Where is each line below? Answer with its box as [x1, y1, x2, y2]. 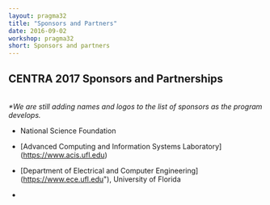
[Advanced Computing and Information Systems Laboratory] [19, 141, 222, 151]
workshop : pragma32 [8, 34, 74, 43]
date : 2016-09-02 [8, 27, 67, 35]
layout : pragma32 [8, 11, 67, 20]
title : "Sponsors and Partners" [8, 19, 117, 27]
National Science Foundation [19, 126, 116, 136]
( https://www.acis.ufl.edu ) [19, 150, 108, 160]
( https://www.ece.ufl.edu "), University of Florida [19, 174, 182, 184]
